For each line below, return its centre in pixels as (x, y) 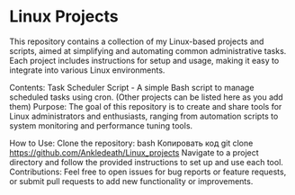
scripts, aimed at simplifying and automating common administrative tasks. (148, 50)
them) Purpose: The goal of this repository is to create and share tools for (146, 106)
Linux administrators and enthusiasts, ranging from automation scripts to (144, 116)
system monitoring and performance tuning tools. (101, 125)
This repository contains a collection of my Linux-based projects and (137, 41)
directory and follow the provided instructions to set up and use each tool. (146, 162)
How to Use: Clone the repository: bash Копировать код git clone (131, 143)
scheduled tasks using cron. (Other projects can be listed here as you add (146, 97)
